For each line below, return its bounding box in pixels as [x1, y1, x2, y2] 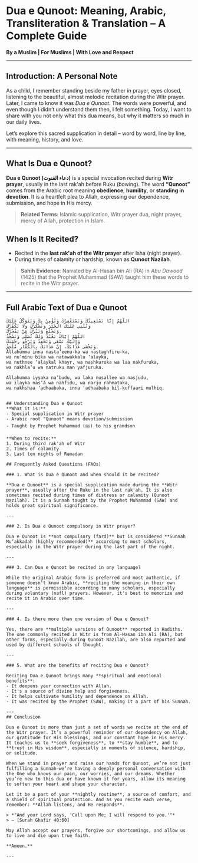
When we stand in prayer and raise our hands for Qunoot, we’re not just [6, 760, 192, 767]
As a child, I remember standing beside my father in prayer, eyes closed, [6, 87, 182, 94]
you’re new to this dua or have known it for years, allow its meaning [6, 776, 186, 782]
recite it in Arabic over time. [6, 595, 85, 602]
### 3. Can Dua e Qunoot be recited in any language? [6, 565, 141, 571]
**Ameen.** [6, 843, 33, 849]
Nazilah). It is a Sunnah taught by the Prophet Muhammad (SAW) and [6, 498, 178, 503]
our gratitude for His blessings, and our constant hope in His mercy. [6, 735, 186, 741]
